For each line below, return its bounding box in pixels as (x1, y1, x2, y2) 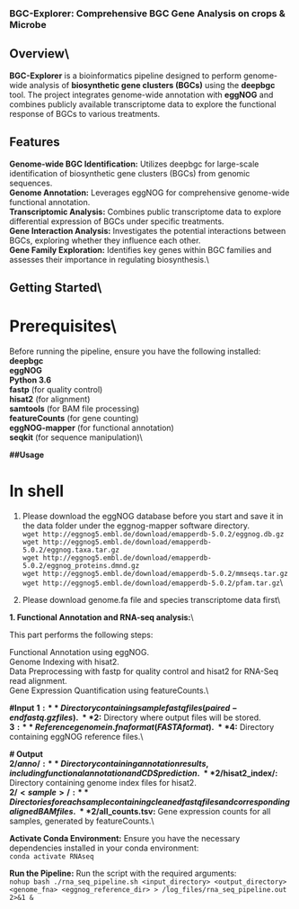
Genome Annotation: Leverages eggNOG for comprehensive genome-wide (9, 187, 290, 198)
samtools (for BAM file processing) (9, 403, 140, 414)
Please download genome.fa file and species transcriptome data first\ (22, 594, 281, 605)
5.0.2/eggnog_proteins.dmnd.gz (22, 561, 140, 570)
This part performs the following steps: (9, 629, 154, 640)
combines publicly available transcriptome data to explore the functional (9, 98, 277, 110)
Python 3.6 (9, 374, 52, 385)
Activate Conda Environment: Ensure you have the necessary (9, 832, 241, 843)
